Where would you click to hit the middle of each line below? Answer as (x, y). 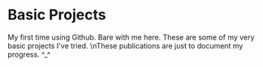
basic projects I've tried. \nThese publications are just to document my (125, 45)
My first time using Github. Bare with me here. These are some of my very (131, 37)
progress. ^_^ (29, 54)
